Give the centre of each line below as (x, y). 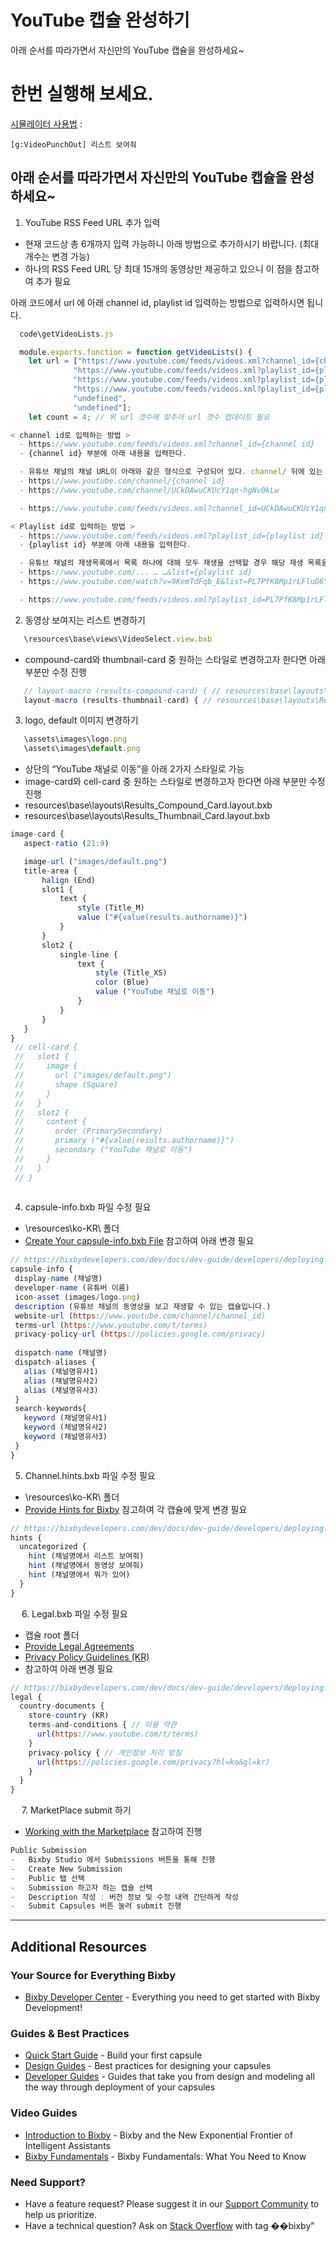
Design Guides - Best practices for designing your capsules (148, 2066)
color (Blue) (122, 982)
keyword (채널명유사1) (65, 1418)
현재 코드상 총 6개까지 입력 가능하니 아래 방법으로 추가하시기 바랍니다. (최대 (172, 243)
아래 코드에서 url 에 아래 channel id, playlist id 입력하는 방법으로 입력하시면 (157, 302)
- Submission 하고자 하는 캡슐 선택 (81, 1887)
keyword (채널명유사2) (65, 1427)
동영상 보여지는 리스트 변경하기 (85, 620)
